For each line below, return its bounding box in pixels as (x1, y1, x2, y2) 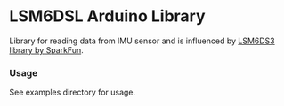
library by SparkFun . (9, 44, 84, 55)
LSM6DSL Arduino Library (9, 6, 207, 26)
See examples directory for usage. (9, 87, 136, 98)
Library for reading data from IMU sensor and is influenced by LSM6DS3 (9, 35, 275, 46)
